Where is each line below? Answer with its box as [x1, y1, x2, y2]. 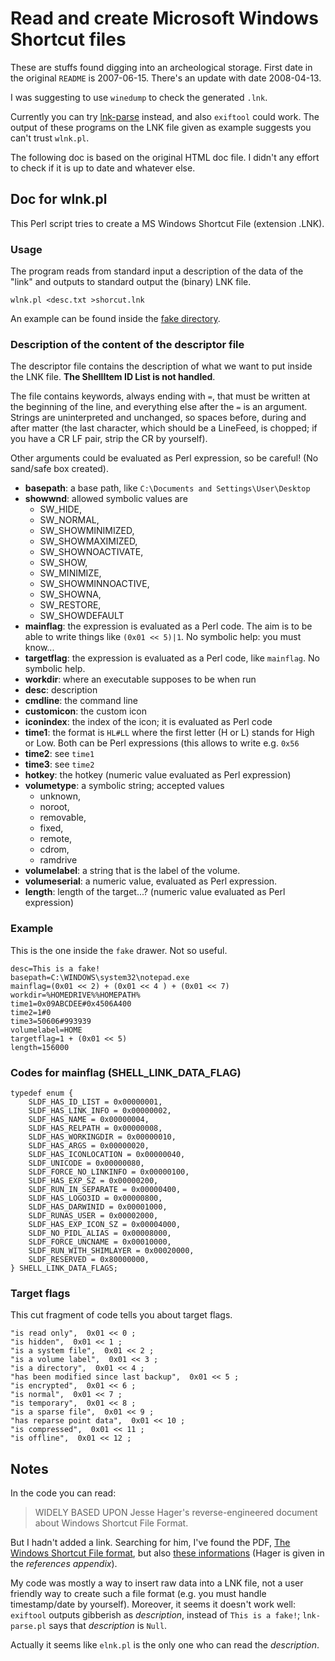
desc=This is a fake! [10, 963, 101, 974]
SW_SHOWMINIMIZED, [39, 525, 135, 537]
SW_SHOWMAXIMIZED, [39, 535, 138, 547]
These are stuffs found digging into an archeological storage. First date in [10, 61, 313, 73]
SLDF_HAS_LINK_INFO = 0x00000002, [28, 1105, 172, 1116]
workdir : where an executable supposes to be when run [24, 673, 257, 686]
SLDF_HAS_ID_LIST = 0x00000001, [28, 1097, 163, 1107]
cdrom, [39, 843, 70, 856]
